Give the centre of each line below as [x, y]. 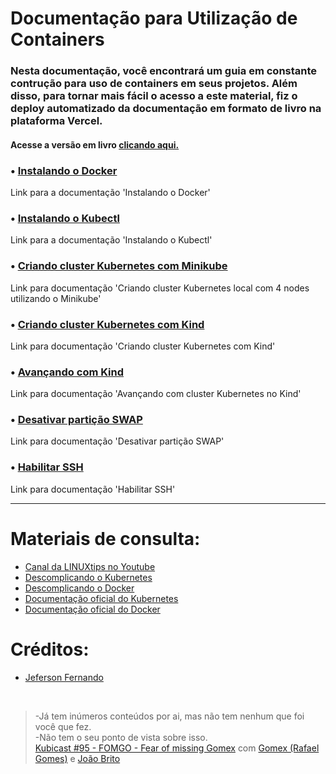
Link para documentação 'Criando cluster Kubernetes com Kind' [143, 346]
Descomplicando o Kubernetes [88, 577]
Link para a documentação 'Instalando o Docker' [110, 192]
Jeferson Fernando [64, 677]
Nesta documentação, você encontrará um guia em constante [164, 71]
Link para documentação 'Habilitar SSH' [93, 489]
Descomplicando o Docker [79, 588]
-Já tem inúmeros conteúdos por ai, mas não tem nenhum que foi [169, 716]
